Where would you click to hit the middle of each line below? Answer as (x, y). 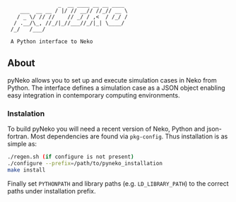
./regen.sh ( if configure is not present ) (71, 157)
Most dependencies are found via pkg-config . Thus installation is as (129, 136)
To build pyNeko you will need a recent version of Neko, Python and (106, 129)
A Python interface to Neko (52, 42)
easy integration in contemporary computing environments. (94, 95)
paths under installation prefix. (52, 191)
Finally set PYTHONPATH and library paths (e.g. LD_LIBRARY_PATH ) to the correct (118, 183)
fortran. (18, 136)
